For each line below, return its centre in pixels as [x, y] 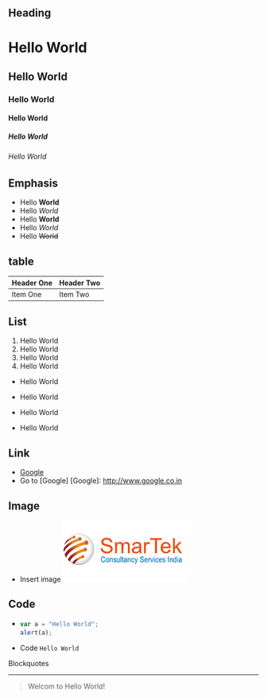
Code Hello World [49, 648]
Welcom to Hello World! [66, 686]
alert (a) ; [36, 633]
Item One [27, 295]
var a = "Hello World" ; [59, 624]
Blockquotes [29, 663]
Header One [32, 283]
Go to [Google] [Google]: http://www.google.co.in [101, 480]
